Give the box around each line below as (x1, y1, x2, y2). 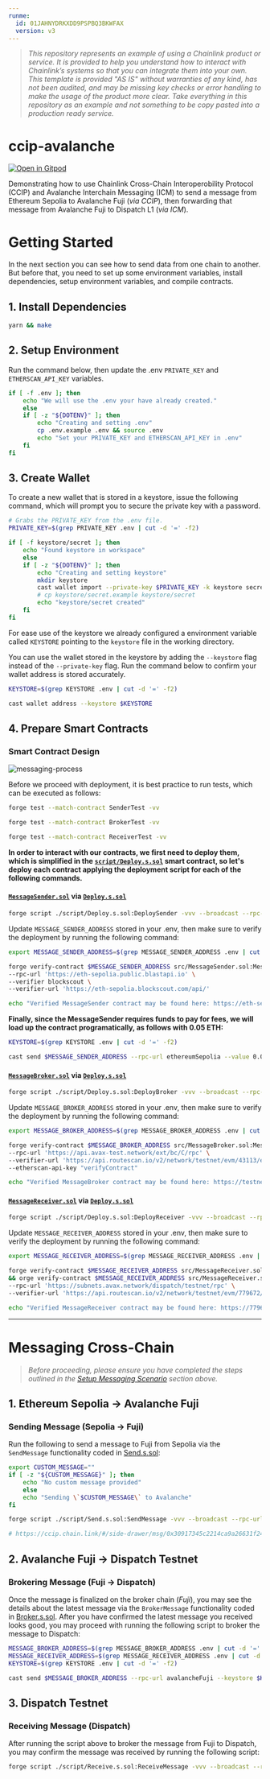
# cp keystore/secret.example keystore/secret (37, 591, 196, 600)
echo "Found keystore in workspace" (22, 547, 146, 555)
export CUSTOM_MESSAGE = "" (8, 1463, 95, 1471)
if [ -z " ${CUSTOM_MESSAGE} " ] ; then (8, 1471, 135, 1480)
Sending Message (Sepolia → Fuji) (8, 1421, 145, 1432)
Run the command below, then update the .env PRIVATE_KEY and (8, 365, 219, 374)
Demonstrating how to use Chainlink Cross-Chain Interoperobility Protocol (8, 179, 254, 189)
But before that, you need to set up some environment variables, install (8, 268, 243, 278)
